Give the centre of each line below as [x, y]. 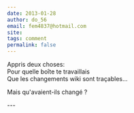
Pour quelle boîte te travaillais [49, 71]
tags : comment [27, 39]
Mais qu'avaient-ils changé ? [47, 92]
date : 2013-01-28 [32, 13]
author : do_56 [27, 20]
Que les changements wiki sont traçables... [67, 79]
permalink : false [32, 45]
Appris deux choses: [36, 64]
